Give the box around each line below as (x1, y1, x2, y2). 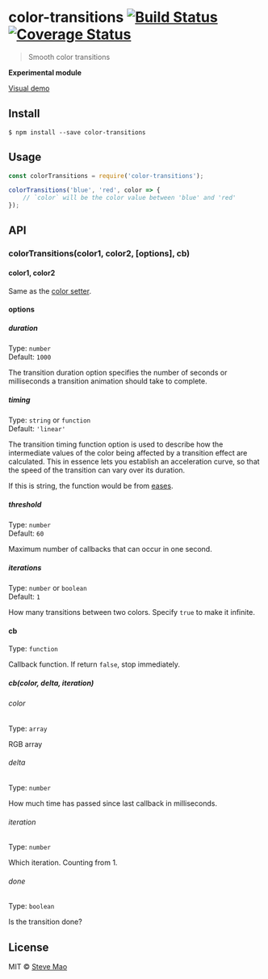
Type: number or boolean (8, 583, 87, 593)
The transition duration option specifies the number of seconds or (8, 368, 228, 378)
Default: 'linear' (8, 424, 66, 434)
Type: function (8, 644, 59, 654)
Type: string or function (8, 415, 91, 425)
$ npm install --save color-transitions (8, 128, 147, 137)
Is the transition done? (8, 917, 82, 926)
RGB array (8, 739, 43, 748)
